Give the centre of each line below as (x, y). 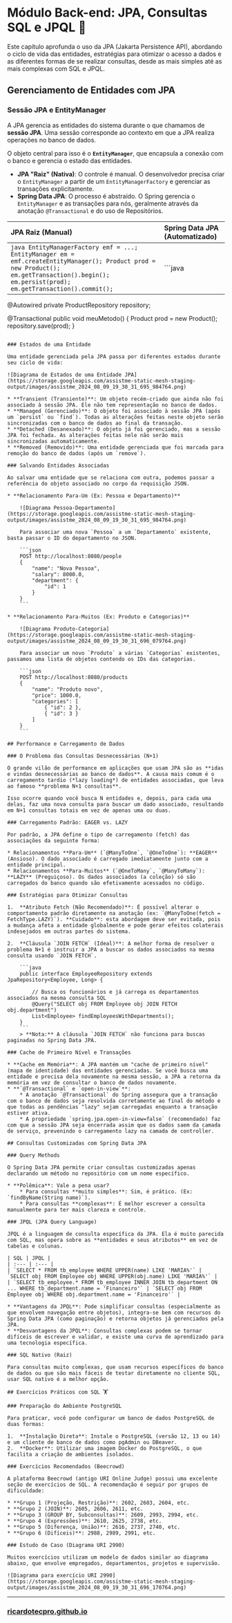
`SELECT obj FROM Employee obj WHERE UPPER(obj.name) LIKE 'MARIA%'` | (112, 1276)
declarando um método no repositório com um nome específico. (98, 1174)
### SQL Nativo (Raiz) (40, 1355)
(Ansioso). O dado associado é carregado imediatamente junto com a (108, 859)
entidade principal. (37, 865)
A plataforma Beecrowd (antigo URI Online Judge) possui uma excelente (112, 1478)
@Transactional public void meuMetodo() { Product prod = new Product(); (112, 318)
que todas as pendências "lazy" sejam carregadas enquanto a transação (112, 1107)
